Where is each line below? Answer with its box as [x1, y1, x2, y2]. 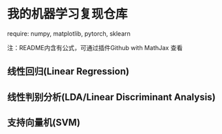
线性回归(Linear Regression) [7, 66, 129, 78]
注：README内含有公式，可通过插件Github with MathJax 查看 [7, 43, 184, 52]
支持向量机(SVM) [7, 117, 80, 129]
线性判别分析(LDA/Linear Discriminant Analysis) [7, 91, 217, 103]
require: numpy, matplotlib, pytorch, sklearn [7, 29, 131, 38]
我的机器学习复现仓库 [7, 6, 129, 22]
